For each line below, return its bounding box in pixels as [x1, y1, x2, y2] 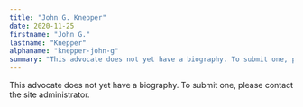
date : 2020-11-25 [9, 22, 75, 31]
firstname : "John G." [9, 30, 91, 39]
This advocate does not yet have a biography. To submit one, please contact [9, 80, 294, 90]
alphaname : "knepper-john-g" [9, 47, 119, 56]
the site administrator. [9, 89, 90, 100]
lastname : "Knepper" [9, 38, 87, 48]
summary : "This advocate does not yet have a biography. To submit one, [9, 55, 289, 64]
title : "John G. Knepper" [9, 13, 106, 22]
